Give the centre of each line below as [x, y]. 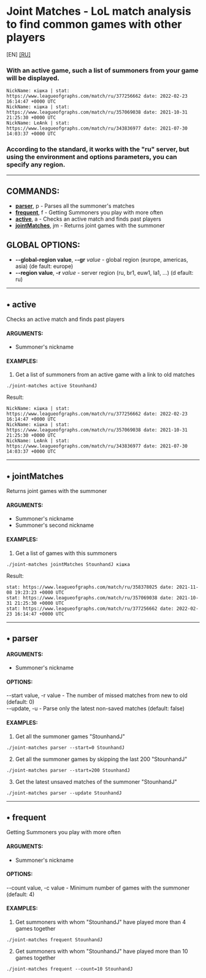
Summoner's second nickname [54, 525]
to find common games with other [94, 24]
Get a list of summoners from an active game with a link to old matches [105, 375]
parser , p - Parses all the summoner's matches [75, 206]
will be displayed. [33, 78]
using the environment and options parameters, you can [92, 157]
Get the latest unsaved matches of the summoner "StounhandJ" [96, 781]
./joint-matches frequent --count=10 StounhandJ [70, 969]
